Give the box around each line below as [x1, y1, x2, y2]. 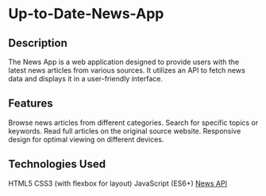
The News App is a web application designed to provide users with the [8, 57, 240, 66]
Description [8, 36, 67, 50]
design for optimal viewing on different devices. [8, 134, 164, 144]
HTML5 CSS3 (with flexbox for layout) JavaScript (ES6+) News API [8, 179, 228, 188]
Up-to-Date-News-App [8, 5, 164, 23]
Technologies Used [8, 157, 106, 171]
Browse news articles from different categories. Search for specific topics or [8, 118, 259, 127]
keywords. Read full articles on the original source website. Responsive [8, 126, 241, 135]
